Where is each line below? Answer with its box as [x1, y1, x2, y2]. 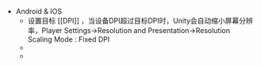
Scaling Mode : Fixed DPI [27, 35, 110, 44]
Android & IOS [15, 7, 63, 16]
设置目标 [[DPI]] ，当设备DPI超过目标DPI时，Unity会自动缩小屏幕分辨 [27, 16, 254, 25]
